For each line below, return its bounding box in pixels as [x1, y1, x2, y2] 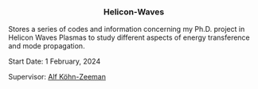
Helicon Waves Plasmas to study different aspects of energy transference [8, 33, 251, 42]
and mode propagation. [8, 41, 85, 51]
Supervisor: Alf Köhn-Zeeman [8, 72, 106, 82]
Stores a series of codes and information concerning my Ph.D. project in [8, 25, 245, 34]
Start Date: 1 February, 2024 [8, 56, 101, 66]
